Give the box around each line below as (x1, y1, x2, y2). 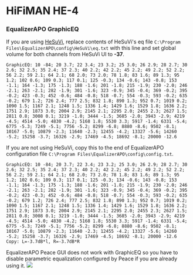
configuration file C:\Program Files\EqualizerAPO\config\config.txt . (6, 151, 174, 158)
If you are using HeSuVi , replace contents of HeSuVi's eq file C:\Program (6, 38, 181, 45)
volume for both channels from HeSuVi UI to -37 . (6, 51, 124, 58)
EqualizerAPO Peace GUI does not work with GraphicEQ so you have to (6, 249, 178, 256)
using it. (6, 262, 25, 269)
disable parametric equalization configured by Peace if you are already (6, 255, 178, 262)
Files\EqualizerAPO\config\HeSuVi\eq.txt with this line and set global (6, 45, 176, 52)
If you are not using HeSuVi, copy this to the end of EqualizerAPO (6, 144, 164, 151)
